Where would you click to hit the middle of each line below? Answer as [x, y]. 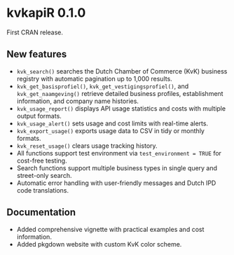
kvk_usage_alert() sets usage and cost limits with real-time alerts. [112, 123]
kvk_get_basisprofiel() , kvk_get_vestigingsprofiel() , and [103, 86]
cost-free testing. [42, 160]
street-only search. [44, 175]
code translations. [43, 190]
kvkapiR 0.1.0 [46, 13]
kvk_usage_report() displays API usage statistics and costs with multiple [121, 108]
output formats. [39, 116]
